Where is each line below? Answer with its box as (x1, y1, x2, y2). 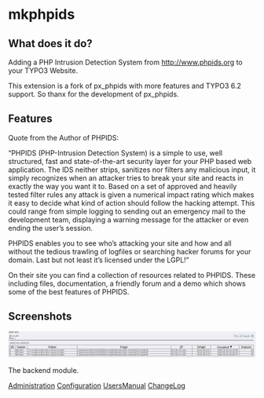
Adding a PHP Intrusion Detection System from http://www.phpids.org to (8, 57, 243, 67)
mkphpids (8, 5, 75, 24)
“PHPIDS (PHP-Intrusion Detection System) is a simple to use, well (8, 148, 222, 158)
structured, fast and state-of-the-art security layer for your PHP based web (8, 156, 252, 166)
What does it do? (8, 37, 93, 50)
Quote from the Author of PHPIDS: (8, 133, 119, 142)
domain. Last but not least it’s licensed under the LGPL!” (8, 255, 190, 265)
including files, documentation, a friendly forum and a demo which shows (8, 279, 246, 288)
